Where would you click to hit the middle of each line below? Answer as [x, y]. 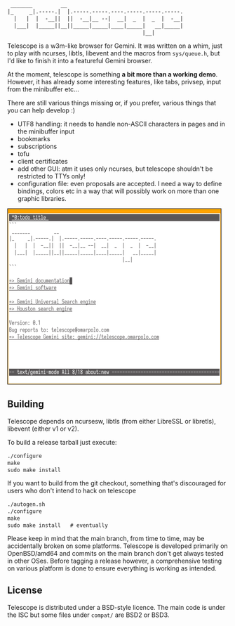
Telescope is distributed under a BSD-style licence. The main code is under [116, 607]
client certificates [42, 161]
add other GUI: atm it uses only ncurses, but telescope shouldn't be [115, 169]
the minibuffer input [46, 131]
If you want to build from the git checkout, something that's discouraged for [117, 483]
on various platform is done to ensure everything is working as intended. [112, 568]
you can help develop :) [41, 110]
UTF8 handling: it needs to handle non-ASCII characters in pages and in [121, 124]
